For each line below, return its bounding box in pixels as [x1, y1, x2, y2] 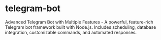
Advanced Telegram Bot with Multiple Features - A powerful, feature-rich [5, 19, 154, 25]
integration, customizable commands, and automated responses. [5, 29, 137, 35]
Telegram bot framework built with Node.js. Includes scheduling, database [5, 24, 156, 30]
